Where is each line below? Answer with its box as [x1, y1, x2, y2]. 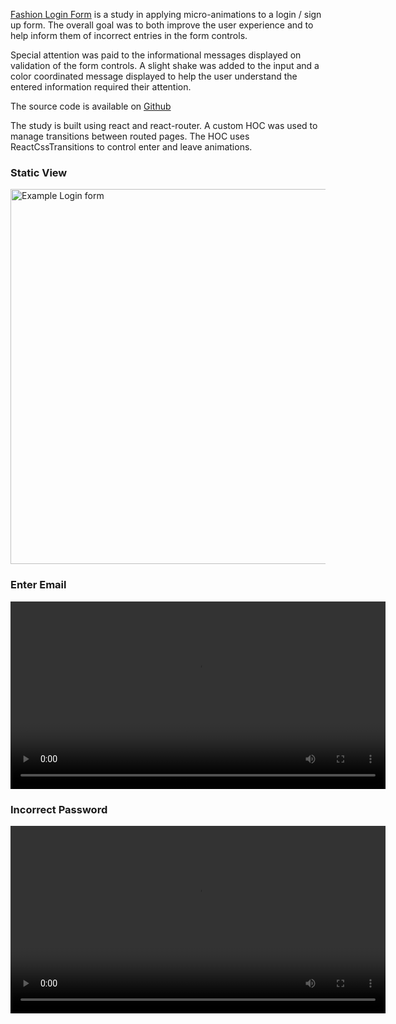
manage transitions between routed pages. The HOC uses [10, 130, 250, 142]
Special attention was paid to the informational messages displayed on [10, 49, 302, 61]
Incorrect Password [10, 802, 108, 816]
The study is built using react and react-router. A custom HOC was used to [10, 120, 318, 131]
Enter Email [10, 578, 67, 592]
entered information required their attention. [10, 81, 192, 93]
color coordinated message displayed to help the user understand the [10, 70, 298, 82]
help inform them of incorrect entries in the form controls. [10, 30, 248, 41]
